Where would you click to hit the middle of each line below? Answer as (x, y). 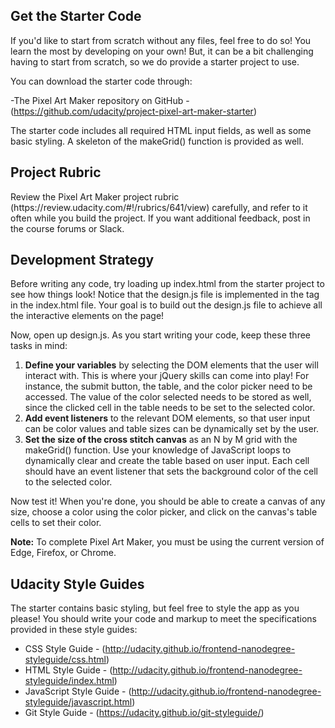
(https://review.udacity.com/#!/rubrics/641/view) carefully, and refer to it (159, 207)
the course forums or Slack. (67, 228)
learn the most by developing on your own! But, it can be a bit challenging (162, 51)
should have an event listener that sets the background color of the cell (171, 471)
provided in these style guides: (74, 630)
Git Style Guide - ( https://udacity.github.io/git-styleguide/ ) (144, 713)
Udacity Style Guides (77, 584)
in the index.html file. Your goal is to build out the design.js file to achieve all (166, 305)
